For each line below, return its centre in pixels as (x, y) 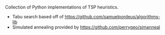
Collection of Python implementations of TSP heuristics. (62, 7)
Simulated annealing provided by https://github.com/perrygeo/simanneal (86, 27)
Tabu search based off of (38, 17)
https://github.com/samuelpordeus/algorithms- (113, 17)
